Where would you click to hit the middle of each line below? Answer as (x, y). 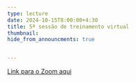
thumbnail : (23, 33)
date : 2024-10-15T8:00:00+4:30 (53, 20)
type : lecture (28, 14)
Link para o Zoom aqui (39, 72)
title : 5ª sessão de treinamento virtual (68, 26)
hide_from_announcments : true (51, 40)
